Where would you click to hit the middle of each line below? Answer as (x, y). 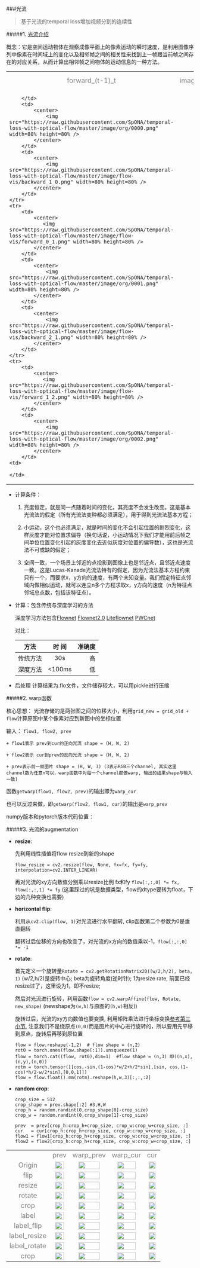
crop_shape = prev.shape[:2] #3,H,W (60, 1105)
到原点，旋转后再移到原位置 (49, 1034)
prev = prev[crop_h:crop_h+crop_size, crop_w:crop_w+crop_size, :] (101, 1126)
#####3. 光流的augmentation (42, 829)
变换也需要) (50, 897)
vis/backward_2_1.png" (41, 337)
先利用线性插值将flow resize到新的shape (64, 853)
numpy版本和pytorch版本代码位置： (50, 817)
